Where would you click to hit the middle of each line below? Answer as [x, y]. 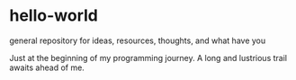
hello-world [54, 16]
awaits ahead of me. [47, 67]
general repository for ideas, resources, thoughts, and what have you [138, 40]
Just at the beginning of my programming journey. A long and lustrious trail [148, 58]
